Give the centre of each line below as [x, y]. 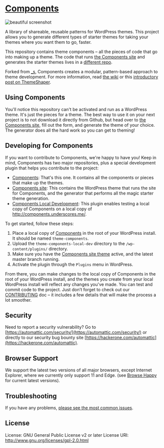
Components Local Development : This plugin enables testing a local [81, 203]
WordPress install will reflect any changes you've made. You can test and [79, 284]
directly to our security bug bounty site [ [46, 337]
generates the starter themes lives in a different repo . [59, 62]
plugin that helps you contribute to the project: [52, 168]
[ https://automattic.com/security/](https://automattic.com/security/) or [76, 333]
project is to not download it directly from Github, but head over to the [75, 120]
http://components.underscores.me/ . [49, 214]
